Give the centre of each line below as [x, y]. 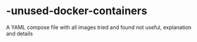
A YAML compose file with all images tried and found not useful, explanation [99, 27]
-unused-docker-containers [77, 11]
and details [20, 33]
